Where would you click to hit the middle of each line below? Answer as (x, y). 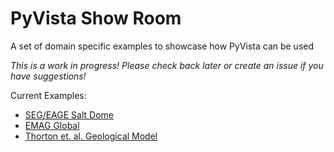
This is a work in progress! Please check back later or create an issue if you (167, 65)
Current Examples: (48, 95)
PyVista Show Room (96, 18)
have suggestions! (48, 76)
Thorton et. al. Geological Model (91, 136)
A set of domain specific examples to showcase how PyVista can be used (162, 46)
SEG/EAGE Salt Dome (69, 114)
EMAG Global (52, 125)
